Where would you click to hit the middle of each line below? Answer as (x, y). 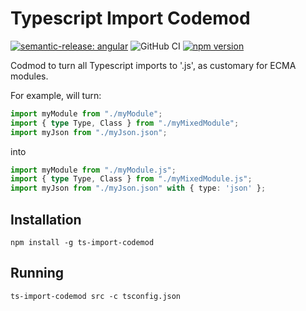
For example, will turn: (56, 95)
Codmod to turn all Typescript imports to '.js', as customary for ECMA (153, 65)
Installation (46, 219)
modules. (29, 76)
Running (37, 273)
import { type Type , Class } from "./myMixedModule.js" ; (131, 179)
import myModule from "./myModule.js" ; (93, 170)
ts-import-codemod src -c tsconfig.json (96, 296)
